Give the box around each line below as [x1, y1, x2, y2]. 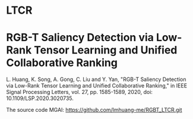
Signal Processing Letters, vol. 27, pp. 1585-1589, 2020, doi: [6, 89, 153, 96]
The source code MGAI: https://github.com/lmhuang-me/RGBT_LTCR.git [6, 107, 182, 114]
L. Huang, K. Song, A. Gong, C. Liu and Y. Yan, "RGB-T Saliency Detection [6, 76, 186, 83]
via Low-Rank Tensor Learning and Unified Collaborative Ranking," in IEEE [6, 82, 188, 89]
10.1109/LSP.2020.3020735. [6, 95, 74, 102]
